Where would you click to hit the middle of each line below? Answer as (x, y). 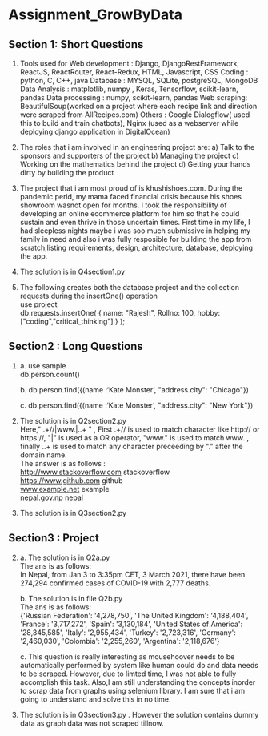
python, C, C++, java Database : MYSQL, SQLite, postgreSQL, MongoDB (139, 80)
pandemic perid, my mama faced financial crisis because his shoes (131, 197)
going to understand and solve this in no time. (95, 699)
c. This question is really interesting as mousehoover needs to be (127, 656)
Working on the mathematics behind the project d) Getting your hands (135, 164)
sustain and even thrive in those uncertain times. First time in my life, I (135, 222)
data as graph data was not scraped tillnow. (92, 723)
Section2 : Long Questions (76, 346)
